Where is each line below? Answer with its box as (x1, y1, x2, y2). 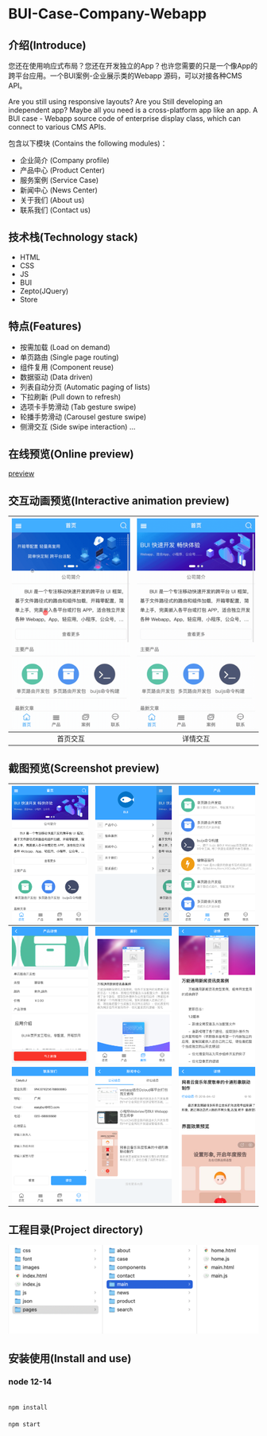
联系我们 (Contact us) (19, 205, 91, 215)
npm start (8, 1420, 41, 1428)
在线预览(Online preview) (8, 447, 134, 461)
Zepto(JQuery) (19, 286, 69, 295)
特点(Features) (8, 320, 82, 333)
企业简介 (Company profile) (19, 156, 110, 165)
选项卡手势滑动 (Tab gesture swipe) (19, 402, 137, 411)
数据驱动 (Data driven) (19, 372, 93, 382)
